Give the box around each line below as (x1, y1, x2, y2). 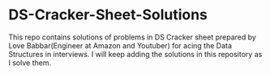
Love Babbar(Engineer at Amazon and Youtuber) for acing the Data (8, 40, 233, 50)
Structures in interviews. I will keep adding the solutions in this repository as (8, 49, 263, 59)
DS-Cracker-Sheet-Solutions (8, 6, 208, 24)
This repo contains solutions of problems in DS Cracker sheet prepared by (8, 32, 257, 42)
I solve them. (8, 58, 51, 68)
